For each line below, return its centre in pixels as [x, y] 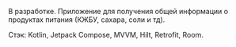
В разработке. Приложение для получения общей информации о [118, 11]
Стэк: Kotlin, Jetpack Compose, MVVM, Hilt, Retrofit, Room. [106, 35]
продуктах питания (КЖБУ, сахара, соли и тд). [87, 20]
